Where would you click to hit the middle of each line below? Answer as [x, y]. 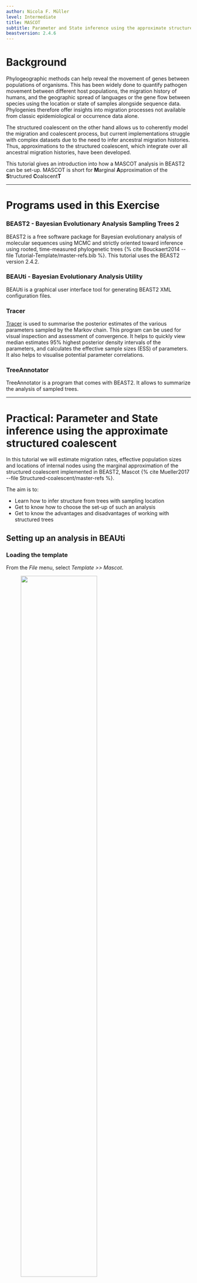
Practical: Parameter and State [82, 418]
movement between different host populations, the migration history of [91, 91]
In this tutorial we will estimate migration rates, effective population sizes [94, 460]
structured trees [34, 519]
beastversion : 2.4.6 [31, 33]
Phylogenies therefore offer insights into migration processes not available [96, 110]
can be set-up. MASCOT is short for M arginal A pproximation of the [87, 170]
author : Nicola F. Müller [38, 11]
